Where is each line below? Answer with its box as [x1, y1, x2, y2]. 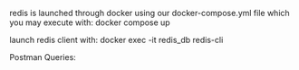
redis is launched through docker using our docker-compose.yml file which [9, 8, 290, 18]
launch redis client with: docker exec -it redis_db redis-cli [9, 35, 224, 45]
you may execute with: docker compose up [9, 17, 170, 28]
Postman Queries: [9, 52, 77, 62]
